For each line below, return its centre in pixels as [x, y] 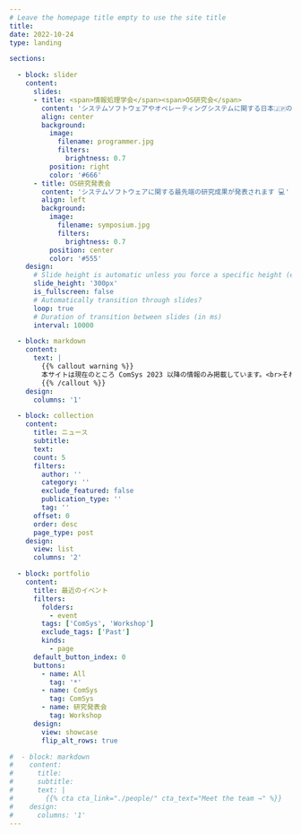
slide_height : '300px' [75, 283]
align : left [64, 200]
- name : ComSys [70, 691]
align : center [68, 117]
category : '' [66, 482]
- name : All [64, 673]
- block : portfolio [54, 574]
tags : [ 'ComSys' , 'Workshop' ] [98, 624]
